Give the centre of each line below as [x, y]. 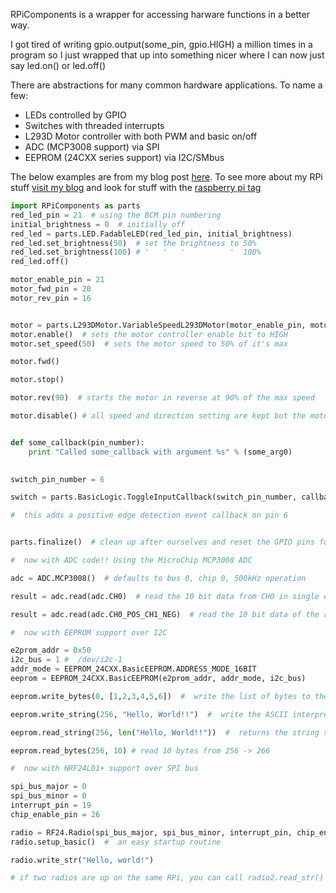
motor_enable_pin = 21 [57, 280]
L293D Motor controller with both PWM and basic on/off [141, 136]
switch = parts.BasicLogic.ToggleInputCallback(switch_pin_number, [154, 497]
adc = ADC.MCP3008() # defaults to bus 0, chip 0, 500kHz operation [158, 578]
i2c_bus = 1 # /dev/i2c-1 [66, 660]
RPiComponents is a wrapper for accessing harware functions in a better [160, 14]
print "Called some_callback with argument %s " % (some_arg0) [160, 452]
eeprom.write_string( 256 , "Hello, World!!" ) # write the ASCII [149, 714]
